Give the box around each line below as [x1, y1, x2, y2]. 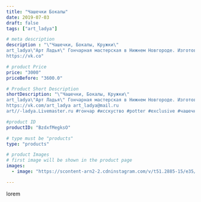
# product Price [6, 64, 47, 70]
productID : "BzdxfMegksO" [6, 124, 71, 131]
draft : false [6, 20, 39, 26]
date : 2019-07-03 [6, 14, 50, 20]
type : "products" [6, 141, 50, 147]
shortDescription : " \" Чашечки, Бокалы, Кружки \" [6, 91, 130, 98]
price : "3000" [6, 70, 42, 76]
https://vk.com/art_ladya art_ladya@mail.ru [6, 102, 119, 108]
